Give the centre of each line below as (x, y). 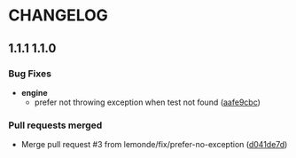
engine (34, 92)
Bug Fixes (30, 74)
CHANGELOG (58, 16)
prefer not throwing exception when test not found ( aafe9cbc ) (147, 102)
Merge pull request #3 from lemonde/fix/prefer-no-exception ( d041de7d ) (154, 145)
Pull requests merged (55, 125)
